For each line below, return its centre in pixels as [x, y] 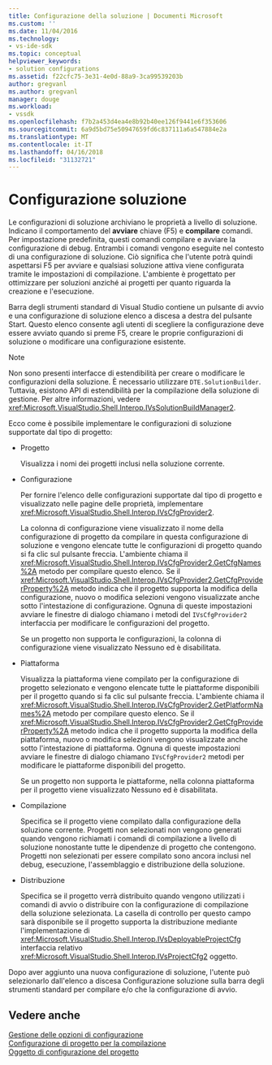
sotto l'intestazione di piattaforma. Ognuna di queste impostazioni [130, 748]
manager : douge [34, 99]
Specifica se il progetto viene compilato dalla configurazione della [130, 821]
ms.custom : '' [32, 24]
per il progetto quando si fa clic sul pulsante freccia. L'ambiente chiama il [142, 697]
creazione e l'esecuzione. [52, 291]
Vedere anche [45, 1015]
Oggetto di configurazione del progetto [74, 1052]
